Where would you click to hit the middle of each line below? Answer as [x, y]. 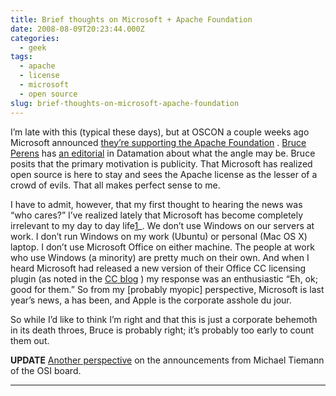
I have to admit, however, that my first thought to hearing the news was [156, 204]
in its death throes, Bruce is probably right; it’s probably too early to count [162, 330]
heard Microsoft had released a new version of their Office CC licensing [158, 268]
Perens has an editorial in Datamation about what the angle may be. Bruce [163, 153]
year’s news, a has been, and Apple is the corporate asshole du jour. [151, 300]
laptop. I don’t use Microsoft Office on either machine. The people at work [162, 247]
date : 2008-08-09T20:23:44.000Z [77, 29]
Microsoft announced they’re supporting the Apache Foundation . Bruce [158, 142]
